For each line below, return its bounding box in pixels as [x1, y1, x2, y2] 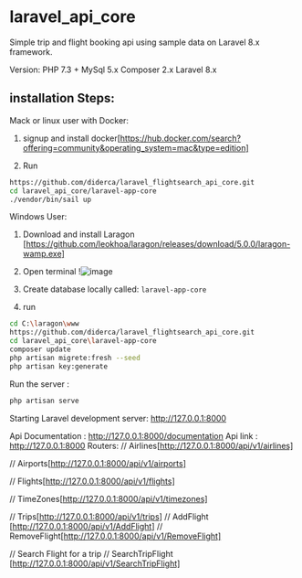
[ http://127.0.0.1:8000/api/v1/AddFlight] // [9, 520, 163, 531]
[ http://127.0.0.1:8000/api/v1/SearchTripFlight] [9, 558, 181, 569]
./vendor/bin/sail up [9, 195, 92, 204]
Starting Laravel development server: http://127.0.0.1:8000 [9, 412, 226, 423]
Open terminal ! [22, 266, 81, 277]
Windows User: [9, 211, 68, 222]
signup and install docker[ [22, 133, 121, 144]
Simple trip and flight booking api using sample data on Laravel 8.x [9, 37, 260, 48]
